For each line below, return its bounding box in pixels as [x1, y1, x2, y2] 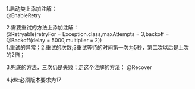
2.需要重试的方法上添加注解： [6, 24, 79, 31]
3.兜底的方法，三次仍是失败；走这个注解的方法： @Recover [6, 64, 152, 71]
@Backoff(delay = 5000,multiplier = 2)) [6, 37, 102, 44]
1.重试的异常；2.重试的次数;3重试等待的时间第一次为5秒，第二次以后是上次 [6, 44, 189, 51]
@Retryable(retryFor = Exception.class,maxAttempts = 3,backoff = [6, 31, 169, 37]
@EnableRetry [6, 12, 42, 19]
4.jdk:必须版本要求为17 [6, 76, 61, 83]
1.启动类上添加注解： [6, 5, 57, 12]
